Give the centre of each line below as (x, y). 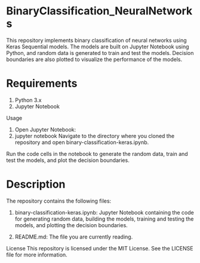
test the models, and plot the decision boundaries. (68, 160)
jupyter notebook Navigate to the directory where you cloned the (95, 136)
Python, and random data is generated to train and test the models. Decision (100, 53)
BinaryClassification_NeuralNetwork (99, 11)
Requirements (42, 83)
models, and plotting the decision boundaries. (71, 225)
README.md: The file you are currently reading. (74, 237)
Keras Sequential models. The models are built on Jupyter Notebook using (98, 47)
